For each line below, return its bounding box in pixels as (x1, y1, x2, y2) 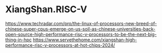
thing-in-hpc (5, 37, 32, 43)
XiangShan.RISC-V (5, 4, 88, 15)
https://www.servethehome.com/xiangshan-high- (33, 37, 137, 43)
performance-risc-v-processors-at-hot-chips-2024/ (5, 42, 116, 48)
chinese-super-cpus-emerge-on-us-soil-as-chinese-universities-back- (5, 25, 155, 32)
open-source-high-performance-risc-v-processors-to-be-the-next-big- (5, 31, 157, 37)
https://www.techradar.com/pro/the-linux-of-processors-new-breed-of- (5, 20, 157, 26)
